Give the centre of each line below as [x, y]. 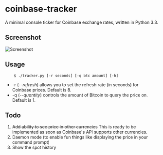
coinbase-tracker [41, 9]
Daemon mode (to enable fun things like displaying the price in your [80, 137]
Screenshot [23, 38]
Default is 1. [24, 100]
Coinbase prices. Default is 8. [42, 90]
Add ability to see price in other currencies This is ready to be [74, 127]
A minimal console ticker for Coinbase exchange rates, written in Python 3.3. [82, 22]
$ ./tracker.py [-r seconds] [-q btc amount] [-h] [66, 76]
